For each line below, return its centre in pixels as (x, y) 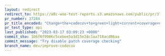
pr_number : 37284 (22, 19)
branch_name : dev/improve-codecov (40, 46)
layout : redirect (22, 9)
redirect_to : (18, 14)
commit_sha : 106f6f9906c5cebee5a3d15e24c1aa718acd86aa (62, 37)
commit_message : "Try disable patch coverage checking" (63, 41)
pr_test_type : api (23, 28)
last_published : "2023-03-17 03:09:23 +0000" (52, 32)
